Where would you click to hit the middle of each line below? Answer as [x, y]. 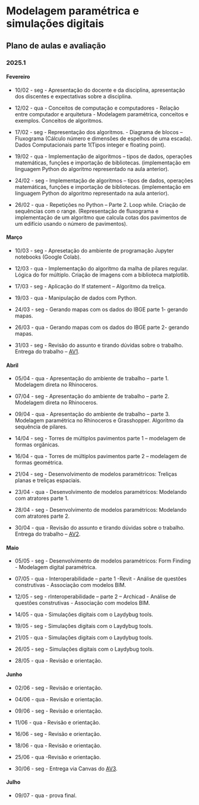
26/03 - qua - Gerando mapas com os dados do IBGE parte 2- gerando [102, 327]
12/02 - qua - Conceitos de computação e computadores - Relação [97, 108]
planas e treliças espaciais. [48, 480]
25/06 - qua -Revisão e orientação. [58, 757]
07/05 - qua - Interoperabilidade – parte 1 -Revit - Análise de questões [101, 579]
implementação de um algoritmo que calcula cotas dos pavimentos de [101, 217]
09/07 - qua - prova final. [46, 795]
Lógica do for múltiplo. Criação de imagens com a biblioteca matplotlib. [102, 275]
